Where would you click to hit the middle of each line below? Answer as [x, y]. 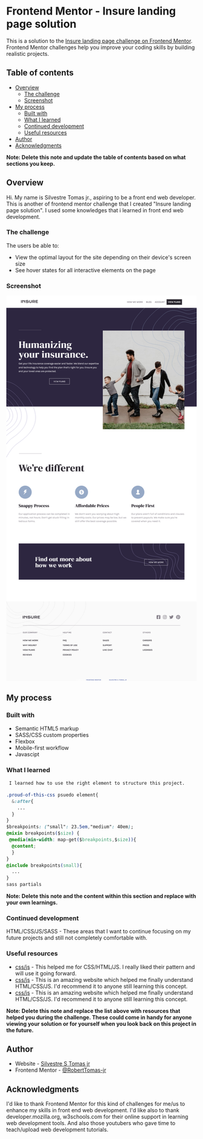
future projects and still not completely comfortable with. [77, 938]
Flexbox [25, 741]
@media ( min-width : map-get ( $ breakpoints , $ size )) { [72, 840]
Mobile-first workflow [42, 748]
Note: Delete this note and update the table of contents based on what [96, 157]
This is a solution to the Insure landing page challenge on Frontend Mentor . [99, 41]
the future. [20, 1030]
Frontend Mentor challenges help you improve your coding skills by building [101, 47]
